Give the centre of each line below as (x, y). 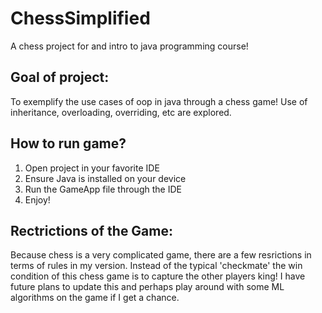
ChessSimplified (80, 18)
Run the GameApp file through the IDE (103, 189)
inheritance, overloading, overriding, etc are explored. (121, 112)
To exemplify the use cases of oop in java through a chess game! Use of (159, 101)
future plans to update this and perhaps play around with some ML (147, 287)
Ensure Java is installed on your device (105, 178)
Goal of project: (60, 77)
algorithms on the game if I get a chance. (95, 298)
